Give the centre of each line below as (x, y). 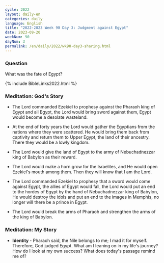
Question (16, 63)
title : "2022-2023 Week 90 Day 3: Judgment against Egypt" (67, 28)
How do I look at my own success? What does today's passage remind (84, 251)
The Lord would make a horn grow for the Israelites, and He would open (85, 167)
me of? (19, 256)
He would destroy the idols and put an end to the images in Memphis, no (86, 197)
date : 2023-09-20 (23, 32)
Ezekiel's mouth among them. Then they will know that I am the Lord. (82, 172)
